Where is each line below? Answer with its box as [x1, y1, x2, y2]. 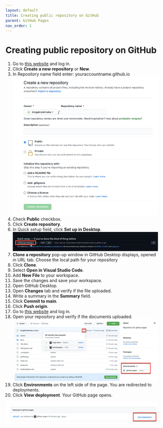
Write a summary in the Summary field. [12, 293, 91, 299]
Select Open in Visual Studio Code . [12, 267, 84, 273]
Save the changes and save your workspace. [12, 277, 103, 283]
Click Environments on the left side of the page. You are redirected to [12, 382, 152, 388]
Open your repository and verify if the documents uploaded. [12, 314, 133, 320]
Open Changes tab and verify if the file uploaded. [12, 287, 112, 294]
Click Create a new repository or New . [12, 66, 90, 72]
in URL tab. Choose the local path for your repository [12, 257, 118, 263]
